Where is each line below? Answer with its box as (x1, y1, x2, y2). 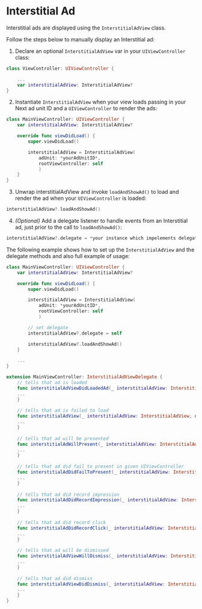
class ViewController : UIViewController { (6, 65, 114, 72)
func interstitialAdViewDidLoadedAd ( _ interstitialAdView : (17, 385, 168, 391)
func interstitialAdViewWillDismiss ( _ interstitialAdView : (17, 553, 168, 559)
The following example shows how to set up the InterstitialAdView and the (6, 246, 195, 253)
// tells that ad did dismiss (17, 575, 93, 581)
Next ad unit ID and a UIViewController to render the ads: (14, 105, 158, 112)
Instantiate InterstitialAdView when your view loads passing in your (14, 98, 186, 106)
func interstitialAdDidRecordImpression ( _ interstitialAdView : (17, 497, 179, 503)
